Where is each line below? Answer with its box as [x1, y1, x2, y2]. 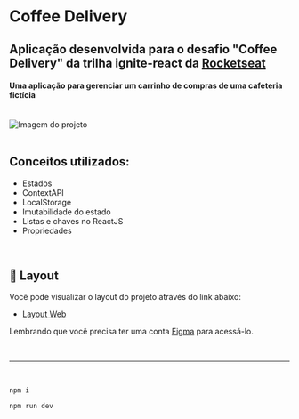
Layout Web [21, 309, 67, 319]
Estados [21, 178, 53, 189]
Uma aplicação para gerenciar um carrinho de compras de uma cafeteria [9, 80, 283, 91]
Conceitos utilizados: [9, 154, 131, 170]
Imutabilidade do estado [21, 206, 111, 217]
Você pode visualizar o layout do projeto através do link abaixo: [9, 292, 242, 302]
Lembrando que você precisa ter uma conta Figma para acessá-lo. [9, 326, 254, 337]
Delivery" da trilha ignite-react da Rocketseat [9, 55, 267, 70]
